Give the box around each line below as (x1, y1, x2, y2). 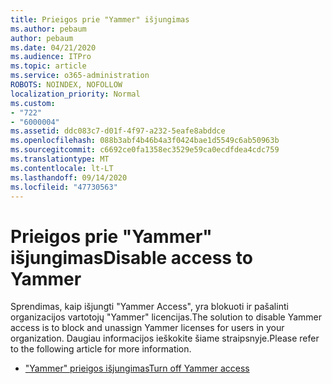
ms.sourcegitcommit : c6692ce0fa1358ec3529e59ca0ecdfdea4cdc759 (10, 145, 280, 155)
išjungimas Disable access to (10, 246, 253, 269)
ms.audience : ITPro (10, 52, 92, 62)
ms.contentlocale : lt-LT (10, 163, 114, 173)
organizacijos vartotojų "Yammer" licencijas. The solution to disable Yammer (10, 311, 323, 323)
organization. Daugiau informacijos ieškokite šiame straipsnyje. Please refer (10, 332, 320, 345)
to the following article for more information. (10, 343, 192, 355)
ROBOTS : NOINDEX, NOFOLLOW (10, 80, 123, 90)
